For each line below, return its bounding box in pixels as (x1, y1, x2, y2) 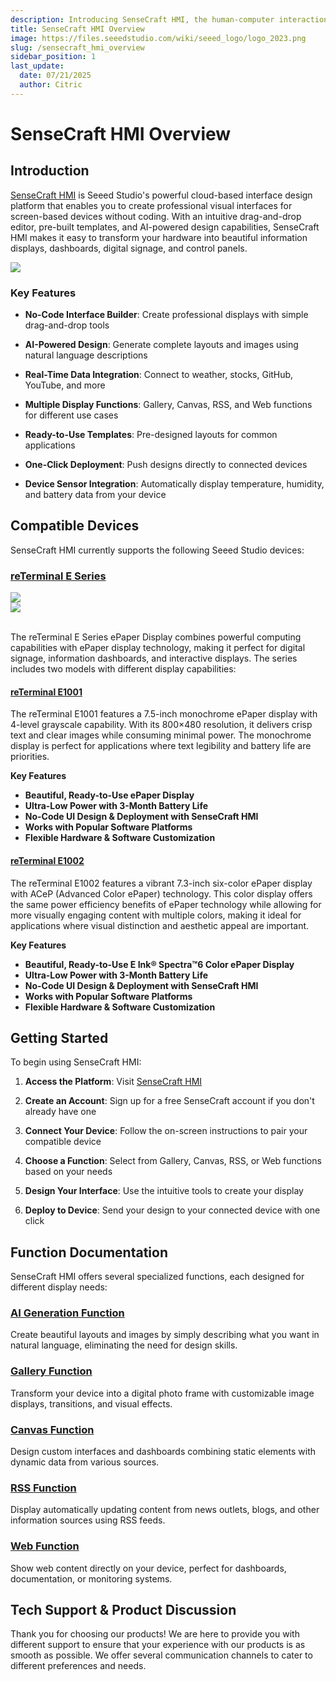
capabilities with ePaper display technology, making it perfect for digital (10, 642, 306, 654)
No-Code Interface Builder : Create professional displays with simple (24, 309, 309, 321)
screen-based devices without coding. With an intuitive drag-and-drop (10, 210, 302, 222)
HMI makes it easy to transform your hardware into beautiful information (10, 231, 308, 243)
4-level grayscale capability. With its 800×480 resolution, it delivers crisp (10, 719, 313, 731)
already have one (24, 1106, 97, 1118)
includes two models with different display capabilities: (10, 663, 237, 675)
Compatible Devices (10, 517, 140, 535)
